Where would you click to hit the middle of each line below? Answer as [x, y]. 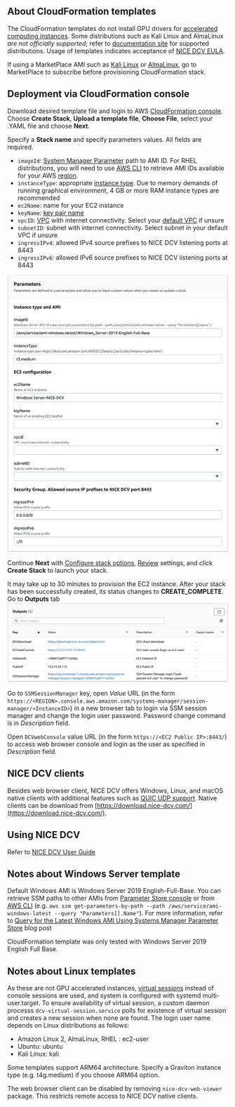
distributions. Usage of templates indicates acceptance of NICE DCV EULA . [116, 51]
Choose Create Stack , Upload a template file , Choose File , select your [110, 118]
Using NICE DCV [44, 835]
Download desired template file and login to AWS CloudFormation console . [115, 111]
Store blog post [29, 928]
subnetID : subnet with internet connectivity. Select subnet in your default [122, 227]
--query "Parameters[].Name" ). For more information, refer [139, 913]
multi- [211, 995]
